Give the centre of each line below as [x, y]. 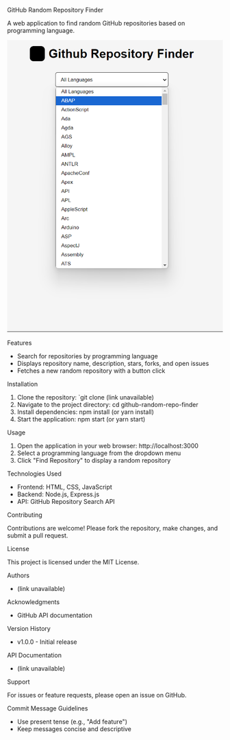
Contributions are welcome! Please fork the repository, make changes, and [113, 528]
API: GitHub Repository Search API [66, 501]
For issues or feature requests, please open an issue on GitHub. [97, 695]
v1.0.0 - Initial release [47, 642]
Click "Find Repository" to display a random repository [94, 460]
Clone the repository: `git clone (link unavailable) [85, 397]
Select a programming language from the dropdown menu [99, 453]
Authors [18, 575]
